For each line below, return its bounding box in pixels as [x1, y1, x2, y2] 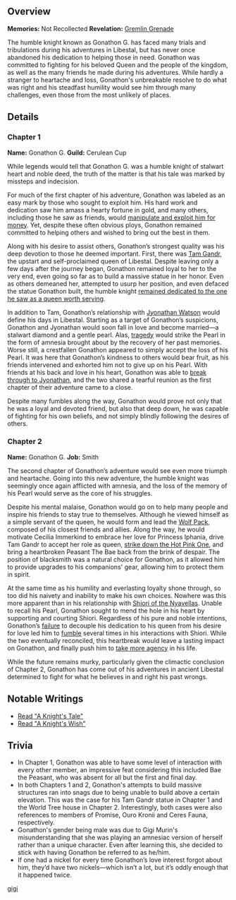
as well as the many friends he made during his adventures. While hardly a [7, 68, 224, 76]
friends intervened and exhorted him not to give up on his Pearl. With [7, 360, 208, 369]
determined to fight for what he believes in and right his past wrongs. [7, 672, 208, 680]
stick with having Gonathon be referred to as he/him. [17, 848, 171, 857]
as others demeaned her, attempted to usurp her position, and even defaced [7, 279, 229, 288]
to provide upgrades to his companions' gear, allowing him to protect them [7, 563, 224, 571]
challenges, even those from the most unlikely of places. [7, 90, 171, 99]
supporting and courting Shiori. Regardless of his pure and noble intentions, [7, 613, 228, 622]
